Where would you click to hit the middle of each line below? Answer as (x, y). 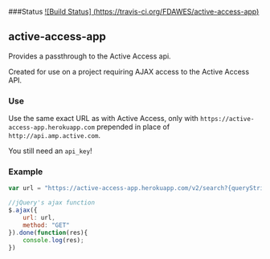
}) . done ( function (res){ (48, 233)
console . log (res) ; (53, 240)
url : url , (39, 218)
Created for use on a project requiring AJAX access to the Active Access (129, 71)
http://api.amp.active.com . (55, 136)
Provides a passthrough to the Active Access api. (90, 56)
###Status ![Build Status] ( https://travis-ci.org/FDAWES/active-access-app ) (134, 12)
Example (26, 172)
